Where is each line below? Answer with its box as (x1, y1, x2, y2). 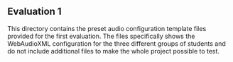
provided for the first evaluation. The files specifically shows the (7, 32, 195, 40)
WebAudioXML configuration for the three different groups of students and (7, 39, 226, 48)
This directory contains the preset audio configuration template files (7, 24, 207, 32)
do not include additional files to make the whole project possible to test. (7, 46, 220, 55)
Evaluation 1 (7, 6, 62, 18)
